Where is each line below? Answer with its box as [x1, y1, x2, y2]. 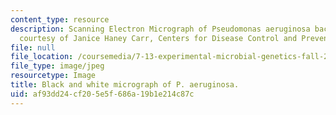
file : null [10, 42, 56, 53]
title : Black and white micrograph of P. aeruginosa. [10, 80, 240, 90]
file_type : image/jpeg [10, 61, 105, 71]
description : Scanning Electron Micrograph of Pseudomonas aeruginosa [10, 24, 311, 34]
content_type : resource [10, 14, 110, 25]
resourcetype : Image [10, 71, 97, 81]
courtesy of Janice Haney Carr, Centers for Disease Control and [19, 33, 298, 43]
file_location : [10, 52, 74, 62]
